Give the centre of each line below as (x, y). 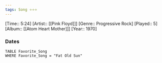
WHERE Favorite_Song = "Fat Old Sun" (44, 56)
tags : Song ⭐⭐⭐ (21, 10)
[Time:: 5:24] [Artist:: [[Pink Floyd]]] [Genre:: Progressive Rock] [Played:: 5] (81, 23)
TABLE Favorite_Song (26, 51)
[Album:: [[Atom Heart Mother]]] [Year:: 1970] (51, 29)
